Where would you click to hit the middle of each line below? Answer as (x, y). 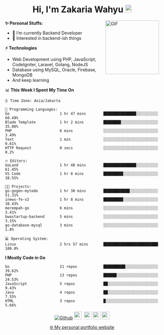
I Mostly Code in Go (25, 258)
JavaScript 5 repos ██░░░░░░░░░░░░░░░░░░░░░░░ (82, 283)
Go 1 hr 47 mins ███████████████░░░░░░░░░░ (82, 114)
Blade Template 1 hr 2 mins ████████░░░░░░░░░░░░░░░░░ (82, 122)
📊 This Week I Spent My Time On (40, 90)
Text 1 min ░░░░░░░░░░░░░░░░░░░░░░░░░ (82, 139)
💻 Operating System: (27, 239)
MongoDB (22, 75)
